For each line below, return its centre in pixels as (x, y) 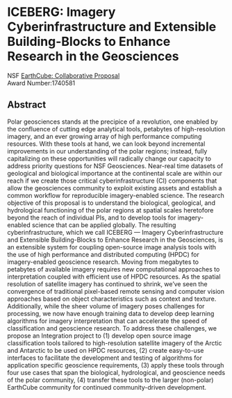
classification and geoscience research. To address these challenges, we (112, 328)
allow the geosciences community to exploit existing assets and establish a (115, 188)
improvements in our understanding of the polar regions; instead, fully (107, 151)
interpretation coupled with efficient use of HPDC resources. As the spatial (114, 276)
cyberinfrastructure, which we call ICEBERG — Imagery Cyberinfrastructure (115, 232)
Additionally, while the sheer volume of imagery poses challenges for (106, 306)
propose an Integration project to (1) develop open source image (99, 335)
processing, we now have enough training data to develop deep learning (111, 313)
